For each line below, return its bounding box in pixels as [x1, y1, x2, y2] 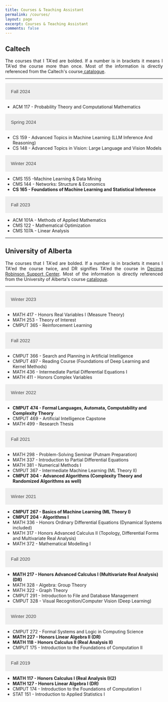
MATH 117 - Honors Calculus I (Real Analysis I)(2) [12, 675, 116, 681]
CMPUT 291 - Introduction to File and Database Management [12, 592, 138, 598]
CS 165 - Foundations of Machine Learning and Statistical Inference [12, 186, 156, 192]
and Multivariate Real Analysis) [12, 535, 76, 541]
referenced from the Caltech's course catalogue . [5, 68, 106, 74]
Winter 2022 [10, 389, 36, 396]
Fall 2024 [10, 88, 30, 94]
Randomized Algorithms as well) [12, 478, 81, 484]
